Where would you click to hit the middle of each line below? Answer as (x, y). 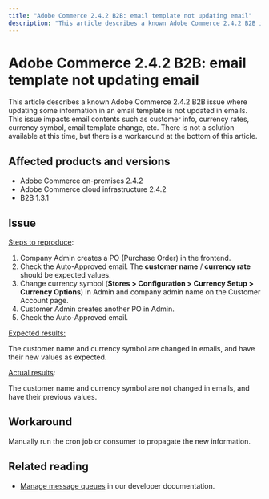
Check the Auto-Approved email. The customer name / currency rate (135, 266)
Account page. (44, 301)
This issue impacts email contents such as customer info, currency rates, (129, 119)
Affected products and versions (89, 161)
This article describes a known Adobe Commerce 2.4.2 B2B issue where (128, 102)
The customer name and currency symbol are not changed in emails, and (129, 388)
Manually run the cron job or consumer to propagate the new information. (129, 441)
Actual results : (32, 373)
